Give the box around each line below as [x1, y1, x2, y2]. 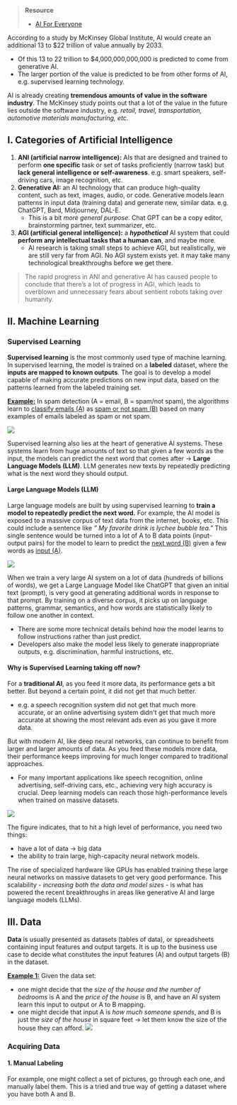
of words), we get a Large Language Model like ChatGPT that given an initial [7, 581, 229, 589]
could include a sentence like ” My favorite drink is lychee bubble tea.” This [7, 523, 228, 532]
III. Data [7, 916, 42, 928]
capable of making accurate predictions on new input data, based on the [7, 375, 219, 384]
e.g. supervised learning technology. [17, 77, 125, 86]
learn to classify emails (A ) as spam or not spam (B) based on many [7, 404, 205, 413]
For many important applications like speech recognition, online [17, 773, 203, 782]
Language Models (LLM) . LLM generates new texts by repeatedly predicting [7, 461, 231, 470]
